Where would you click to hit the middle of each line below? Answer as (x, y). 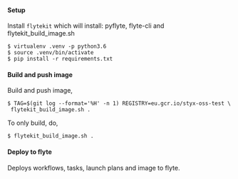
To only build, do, (33, 123)
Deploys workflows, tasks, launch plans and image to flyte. (94, 168)
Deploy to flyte (30, 152)
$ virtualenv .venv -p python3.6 (57, 46)
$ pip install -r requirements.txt (60, 59)
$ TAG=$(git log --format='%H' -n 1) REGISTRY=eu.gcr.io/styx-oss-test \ (119, 103)
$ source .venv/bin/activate (51, 53)
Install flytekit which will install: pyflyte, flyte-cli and (86, 26)
